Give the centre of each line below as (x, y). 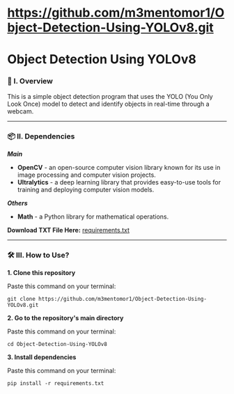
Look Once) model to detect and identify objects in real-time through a (109, 104)
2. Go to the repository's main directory (65, 318)
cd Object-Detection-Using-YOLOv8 (57, 345)
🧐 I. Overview (30, 81)
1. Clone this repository (41, 273)
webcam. (21, 111)
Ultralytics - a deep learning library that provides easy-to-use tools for (119, 182)
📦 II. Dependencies (41, 136)
